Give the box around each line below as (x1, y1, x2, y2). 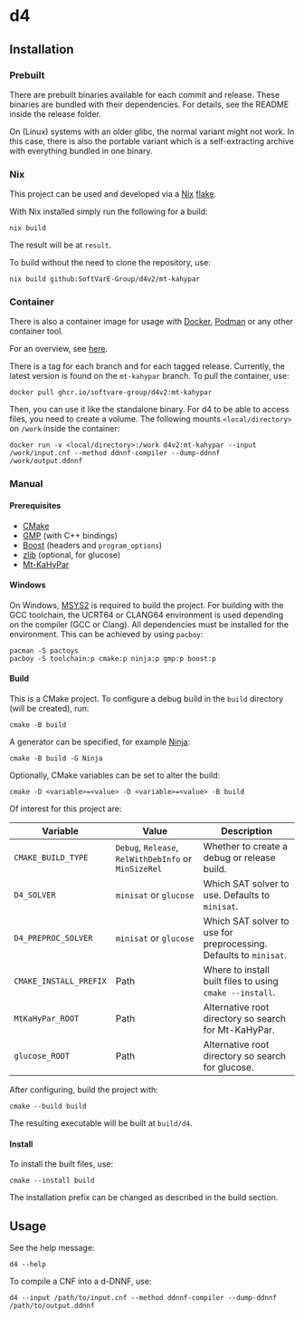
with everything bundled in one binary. (9, 145, 153, 156)
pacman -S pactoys (9, 645, 79, 655)
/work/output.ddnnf (9, 457, 83, 466)
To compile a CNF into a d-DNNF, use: (9, 1275, 152, 1287)
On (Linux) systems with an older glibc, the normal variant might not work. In (9, 126, 295, 137)
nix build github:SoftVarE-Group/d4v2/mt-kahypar (9, 275, 201, 284)
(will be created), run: (9, 703, 90, 713)
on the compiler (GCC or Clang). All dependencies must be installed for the (9, 618, 290, 630)
